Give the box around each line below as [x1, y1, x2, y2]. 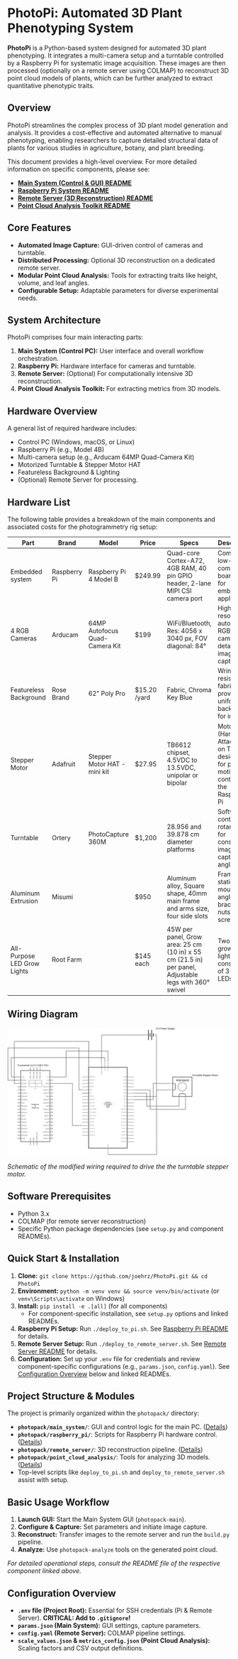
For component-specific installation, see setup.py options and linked [28, 1309, 229, 1318]
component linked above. [7, 1567, 81, 1575]
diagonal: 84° [166, 642, 207, 650]
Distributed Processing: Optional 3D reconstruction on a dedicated [17, 256, 215, 264]
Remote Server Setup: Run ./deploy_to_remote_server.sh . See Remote [17, 1339, 227, 1348]
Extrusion [10, 896, 38, 905]
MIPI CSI [166, 586, 193, 595]
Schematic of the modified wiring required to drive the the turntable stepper [7, 1162, 229, 1171]
